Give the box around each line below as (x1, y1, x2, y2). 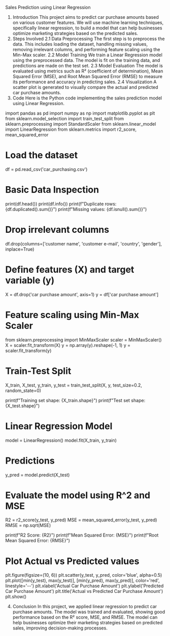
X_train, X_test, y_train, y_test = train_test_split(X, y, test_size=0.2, (5, 382, 142, 388)
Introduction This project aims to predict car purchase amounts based (12, 14, 159, 20)
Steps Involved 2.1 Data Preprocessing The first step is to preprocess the (12, 36, 165, 42)
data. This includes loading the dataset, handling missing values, (12, 41, 148, 47)
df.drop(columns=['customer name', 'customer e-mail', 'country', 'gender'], (5, 240, 162, 246)
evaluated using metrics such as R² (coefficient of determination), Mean (12, 68, 163, 74)
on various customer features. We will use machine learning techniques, (12, 20, 164, 25)
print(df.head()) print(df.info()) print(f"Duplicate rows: (5, 200, 117, 207)
